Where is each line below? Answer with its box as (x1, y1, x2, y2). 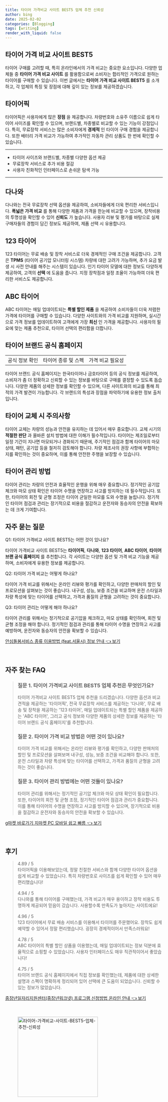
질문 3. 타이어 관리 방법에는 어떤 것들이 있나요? (17, 778, 123, 785)
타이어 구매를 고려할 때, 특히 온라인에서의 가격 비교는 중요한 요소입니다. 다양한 (5, 65, 157, 71)
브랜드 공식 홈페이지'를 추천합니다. (26, 719, 94, 725)
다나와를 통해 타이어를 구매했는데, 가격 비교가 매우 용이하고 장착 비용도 (17, 896, 155, 902)
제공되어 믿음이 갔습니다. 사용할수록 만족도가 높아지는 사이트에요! (30, 902, 158, 908)
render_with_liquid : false (5, 31, 61, 36)
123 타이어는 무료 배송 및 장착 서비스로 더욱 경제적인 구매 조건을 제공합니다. (5, 251, 152, 257)
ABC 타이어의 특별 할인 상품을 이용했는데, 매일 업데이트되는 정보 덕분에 (17, 943, 156, 949)
